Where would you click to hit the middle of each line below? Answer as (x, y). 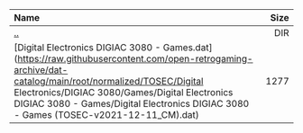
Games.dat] (188, 47)
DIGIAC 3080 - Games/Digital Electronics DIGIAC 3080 (132, 104)
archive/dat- (41, 70)
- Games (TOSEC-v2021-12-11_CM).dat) (107, 115)
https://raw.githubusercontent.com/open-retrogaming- (135, 59)
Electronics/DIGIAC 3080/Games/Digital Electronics (124, 92)
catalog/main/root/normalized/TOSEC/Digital (109, 81)
